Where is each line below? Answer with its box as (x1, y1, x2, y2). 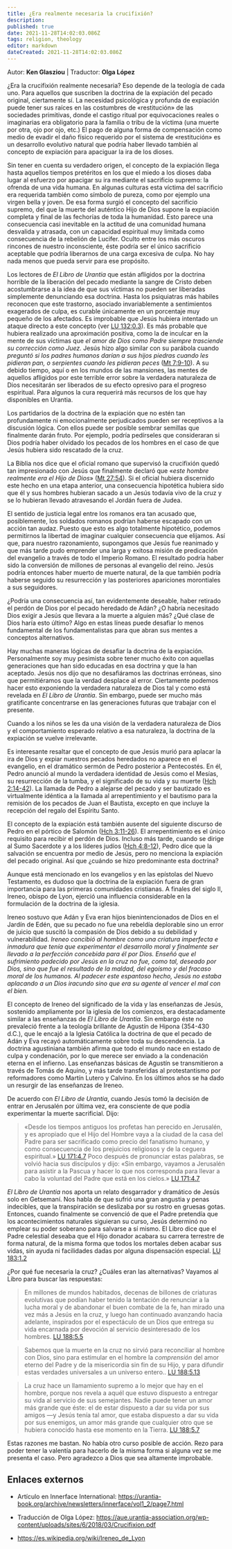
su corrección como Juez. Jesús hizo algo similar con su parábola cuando (7, 344, 220, 352)
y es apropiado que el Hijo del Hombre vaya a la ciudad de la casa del (24, 1130, 224, 1138)
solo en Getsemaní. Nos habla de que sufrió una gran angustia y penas (7, 1195, 210, 1203)
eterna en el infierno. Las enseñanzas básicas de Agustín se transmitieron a (7, 1059, 224, 1067)
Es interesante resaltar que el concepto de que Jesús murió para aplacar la (7, 747, 222, 756)
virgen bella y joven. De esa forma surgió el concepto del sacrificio (7, 198, 198, 206)
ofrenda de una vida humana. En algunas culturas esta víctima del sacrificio (7, 183, 223, 191)
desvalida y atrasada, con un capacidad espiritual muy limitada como (7, 227, 205, 236)
